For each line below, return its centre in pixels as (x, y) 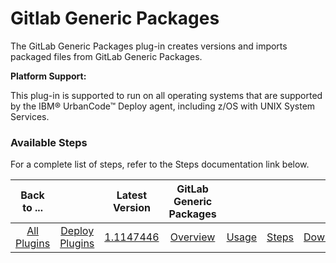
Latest (132, 195)
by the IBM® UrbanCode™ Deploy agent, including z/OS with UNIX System (163, 106)
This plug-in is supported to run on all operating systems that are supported (166, 95)
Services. (30, 116)
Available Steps (49, 142)
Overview (192, 237)
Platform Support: (48, 76)
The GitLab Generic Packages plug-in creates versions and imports (149, 46)
